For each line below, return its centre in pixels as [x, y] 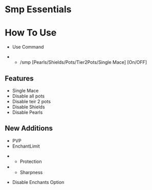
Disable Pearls [27, 112]
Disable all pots [28, 96]
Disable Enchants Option [38, 182]
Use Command [28, 47]
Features [19, 78]
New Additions [29, 128]
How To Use [31, 33]
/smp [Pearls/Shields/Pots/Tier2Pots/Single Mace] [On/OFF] [83, 62]
